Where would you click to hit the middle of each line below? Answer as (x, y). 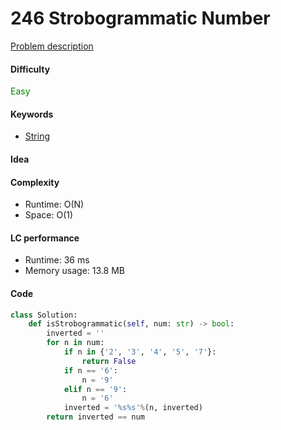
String (37, 136)
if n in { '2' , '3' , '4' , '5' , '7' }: (140, 352)
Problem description (52, 46)
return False (109, 361)
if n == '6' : (90, 370)
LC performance (45, 238)
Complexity (35, 182)
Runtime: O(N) (54, 204)
